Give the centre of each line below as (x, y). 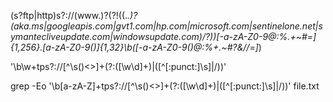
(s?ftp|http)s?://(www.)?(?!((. (69, 15)
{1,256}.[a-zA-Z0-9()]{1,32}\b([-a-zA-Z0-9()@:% (112, 47)
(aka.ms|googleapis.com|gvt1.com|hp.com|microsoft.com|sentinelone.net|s (166, 26)
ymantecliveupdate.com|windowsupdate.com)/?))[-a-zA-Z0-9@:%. (150, 36)
